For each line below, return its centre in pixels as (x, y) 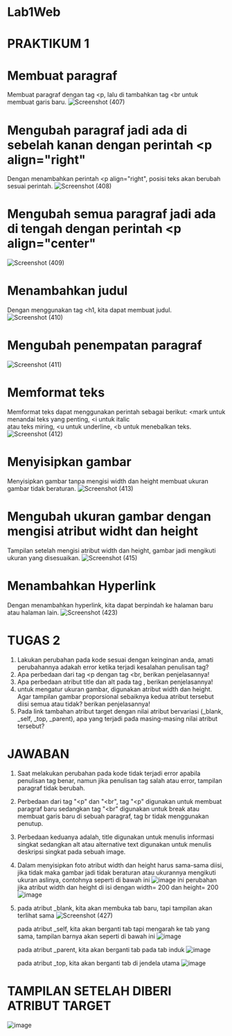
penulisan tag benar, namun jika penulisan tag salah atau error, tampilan (120, 780)
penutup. (30, 823)
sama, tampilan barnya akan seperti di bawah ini (86, 936)
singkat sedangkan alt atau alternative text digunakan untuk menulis (114, 844)
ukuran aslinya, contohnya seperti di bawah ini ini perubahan (117, 880)
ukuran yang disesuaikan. (44, 558)
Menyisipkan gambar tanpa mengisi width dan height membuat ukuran (108, 481)
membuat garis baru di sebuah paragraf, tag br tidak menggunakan (113, 816)
